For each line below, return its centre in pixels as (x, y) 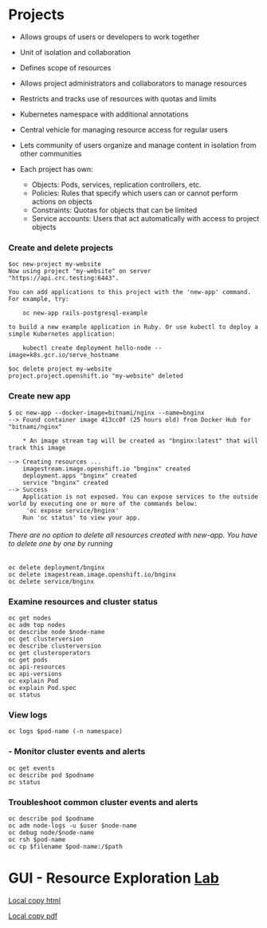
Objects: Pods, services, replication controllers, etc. (116, 184)
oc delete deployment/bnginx (57, 567)
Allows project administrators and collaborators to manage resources (133, 83)
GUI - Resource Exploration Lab (114, 878)
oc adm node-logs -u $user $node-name (73, 825)
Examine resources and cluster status (83, 601)
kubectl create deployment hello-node (87, 348)
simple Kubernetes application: (62, 334)
